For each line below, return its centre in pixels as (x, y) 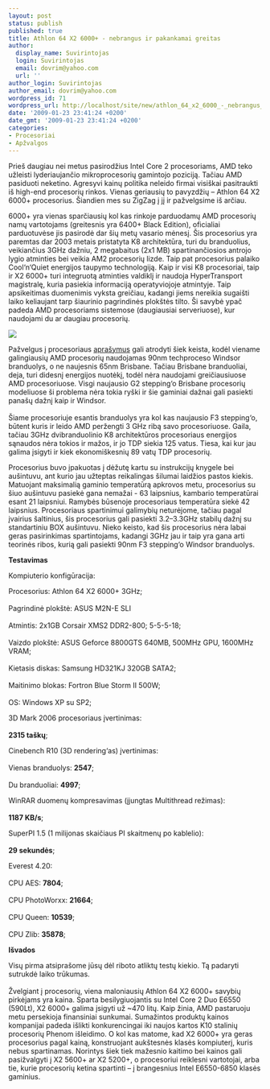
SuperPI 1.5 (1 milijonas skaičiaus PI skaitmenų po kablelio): (106, 833)
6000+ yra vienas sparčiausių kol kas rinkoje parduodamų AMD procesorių (133, 216)
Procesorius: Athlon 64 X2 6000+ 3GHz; (76, 591)
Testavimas (28, 559)
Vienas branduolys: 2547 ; (51, 767)
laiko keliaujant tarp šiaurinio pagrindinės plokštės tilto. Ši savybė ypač (125, 301)
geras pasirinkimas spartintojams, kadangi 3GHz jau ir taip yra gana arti (127, 535)
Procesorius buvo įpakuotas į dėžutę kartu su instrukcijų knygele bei (121, 467)
